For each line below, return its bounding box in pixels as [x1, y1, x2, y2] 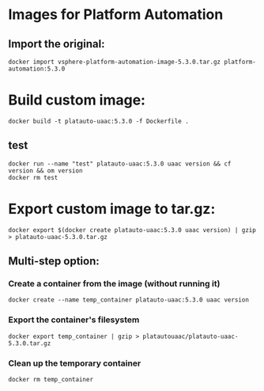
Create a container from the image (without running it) [8, 279, 221, 289]
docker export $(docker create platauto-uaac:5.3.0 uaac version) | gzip [8, 226, 257, 234]
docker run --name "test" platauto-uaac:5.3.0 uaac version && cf [8, 160, 232, 168]
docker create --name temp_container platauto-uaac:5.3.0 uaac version [8, 296, 249, 304]
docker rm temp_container [8, 375, 93, 383]
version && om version [8, 166, 83, 175]
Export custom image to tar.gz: [8, 199, 216, 218]
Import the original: [8, 37, 105, 51]
